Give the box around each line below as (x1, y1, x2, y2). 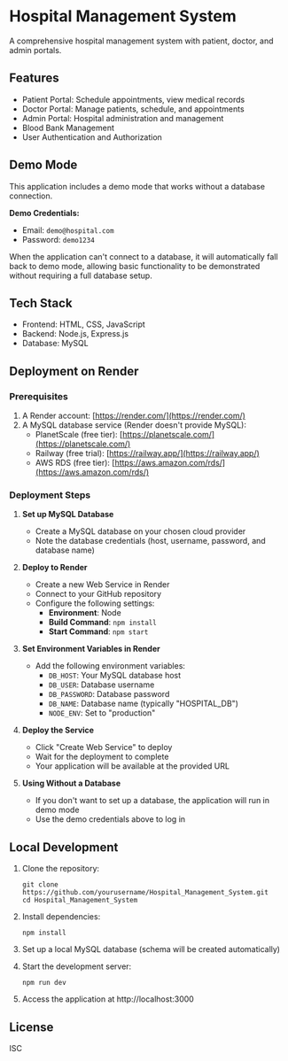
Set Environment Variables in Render (21, 644, 161, 654)
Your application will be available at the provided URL (35, 761, 230, 771)
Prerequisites (9, 390, 68, 402)
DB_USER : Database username (48, 679, 155, 690)
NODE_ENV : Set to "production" (48, 708, 156, 718)
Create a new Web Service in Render (35, 579, 170, 590)
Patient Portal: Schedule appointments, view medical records (21, 94, 245, 105)
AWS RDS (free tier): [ (35, 458, 115, 469)
